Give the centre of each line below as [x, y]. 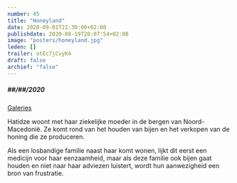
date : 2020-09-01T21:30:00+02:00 [57, 27]
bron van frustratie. [36, 173]
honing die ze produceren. [46, 137]
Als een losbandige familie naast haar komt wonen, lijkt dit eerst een [107, 150]
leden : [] [22, 47]
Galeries [20, 108]
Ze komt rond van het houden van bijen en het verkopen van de [137, 129]
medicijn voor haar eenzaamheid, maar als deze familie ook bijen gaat [110, 158]
